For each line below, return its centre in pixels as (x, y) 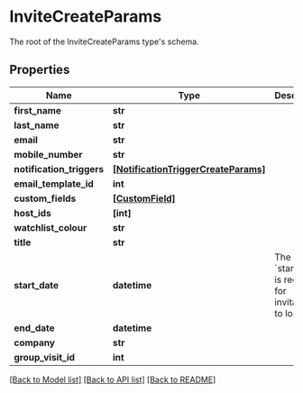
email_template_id (54, 184)
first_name (37, 110)
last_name (37, 125)
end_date (35, 328)
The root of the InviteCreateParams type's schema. (105, 41)
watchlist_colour (50, 227)
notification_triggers (59, 169)
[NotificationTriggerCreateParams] (189, 169)
